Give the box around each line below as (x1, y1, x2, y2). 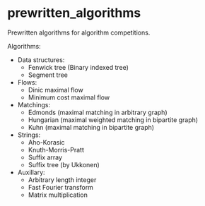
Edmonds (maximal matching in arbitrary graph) (28, 108, 168, 116)
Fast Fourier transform (28, 183, 94, 191)
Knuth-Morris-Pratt (28, 145, 85, 154)
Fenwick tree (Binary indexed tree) (28, 63, 129, 71)
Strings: (17, 131, 41, 139)
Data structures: (17, 55, 65, 64)
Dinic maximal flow (28, 85, 83, 94)
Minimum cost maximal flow (28, 93, 110, 102)
